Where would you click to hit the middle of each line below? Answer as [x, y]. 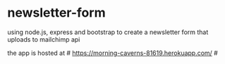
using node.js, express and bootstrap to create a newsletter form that [108, 32]
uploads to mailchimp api [44, 39]
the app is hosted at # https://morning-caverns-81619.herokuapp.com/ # [113, 53]
